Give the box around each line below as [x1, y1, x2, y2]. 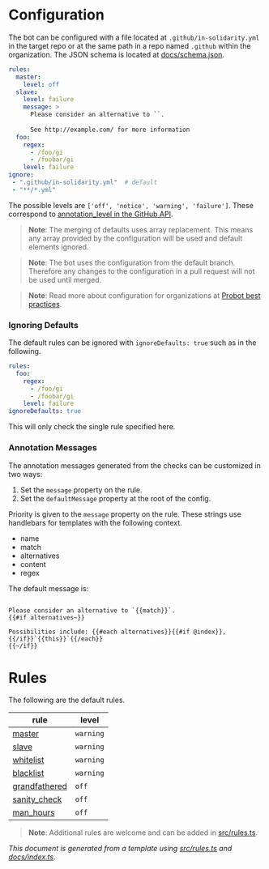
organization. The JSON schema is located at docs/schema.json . [8, 49, 225, 59]
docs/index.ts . [8, 852, 56, 862]
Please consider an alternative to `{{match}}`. [8, 606, 176, 615]
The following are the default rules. [8, 695, 126, 705]
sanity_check [12, 794, 62, 805]
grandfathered [12, 781, 67, 792]
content [19, 559, 46, 569]
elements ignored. [28, 241, 89, 252]
